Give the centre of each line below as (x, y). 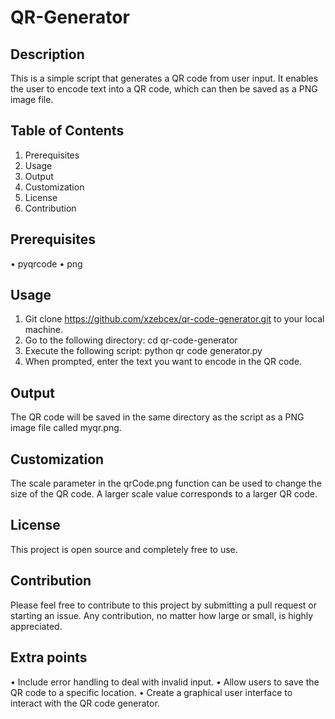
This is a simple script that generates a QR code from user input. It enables (164, 78)
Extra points (49, 657)
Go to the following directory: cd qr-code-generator (131, 340)
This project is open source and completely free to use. (124, 549)
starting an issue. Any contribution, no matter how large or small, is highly (162, 615)
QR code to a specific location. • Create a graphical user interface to (151, 692)
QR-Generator (70, 17)
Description (47, 54)
